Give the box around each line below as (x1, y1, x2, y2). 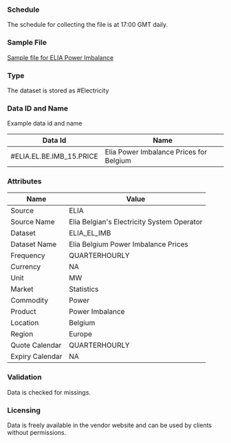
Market (10, 284, 34, 294)
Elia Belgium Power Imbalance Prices (68, 239, 188, 249)
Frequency (10, 250, 45, 260)
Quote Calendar (10, 340, 62, 350)
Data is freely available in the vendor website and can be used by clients (7, 421, 212, 429)
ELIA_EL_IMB (68, 228, 111, 238)
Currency (10, 262, 41, 272)
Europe (68, 329, 93, 339)
